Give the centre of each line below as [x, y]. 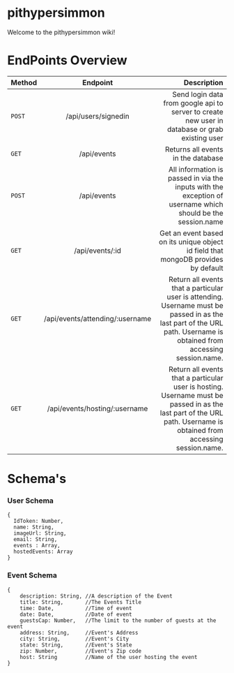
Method [24, 82]
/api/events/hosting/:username [97, 408]
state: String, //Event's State [76, 645]
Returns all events [194, 149]
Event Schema [32, 575]
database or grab [195, 129]
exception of [203, 195]
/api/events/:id [98, 251]
